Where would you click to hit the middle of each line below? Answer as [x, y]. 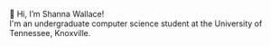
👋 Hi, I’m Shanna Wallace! [57, 14]
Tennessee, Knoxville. [50, 33]
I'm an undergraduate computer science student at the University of [136, 23]
